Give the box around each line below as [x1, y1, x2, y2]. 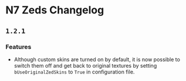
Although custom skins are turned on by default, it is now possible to [13, 56, 180, 63]
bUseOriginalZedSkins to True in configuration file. [13, 68, 135, 75]
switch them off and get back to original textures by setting [13, 62, 157, 69]
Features [5, 43, 32, 51]
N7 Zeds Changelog [5, 3, 104, 17]
